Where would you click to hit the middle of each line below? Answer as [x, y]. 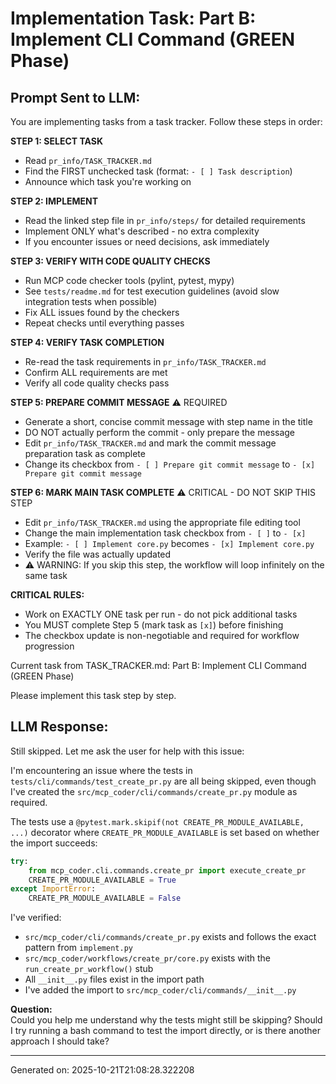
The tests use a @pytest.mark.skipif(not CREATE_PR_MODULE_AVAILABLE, [157, 821]
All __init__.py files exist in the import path [114, 979]
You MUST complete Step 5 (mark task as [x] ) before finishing [154, 625]
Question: [31, 1009]
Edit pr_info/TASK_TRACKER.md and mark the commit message [150, 443]
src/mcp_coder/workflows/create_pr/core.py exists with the [147, 958]
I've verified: [36, 918]
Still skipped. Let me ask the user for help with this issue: [127, 751]
